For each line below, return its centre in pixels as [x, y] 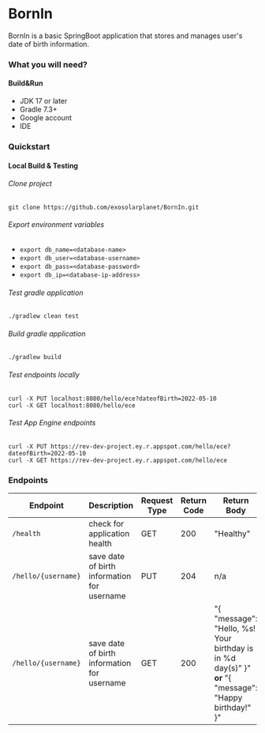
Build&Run [26, 83]
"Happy [228, 698]
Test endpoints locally [44, 374]
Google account [46, 118]
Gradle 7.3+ [38, 110]
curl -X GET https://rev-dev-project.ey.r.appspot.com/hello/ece [118, 460]
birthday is [234, 648]
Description [111, 505]
